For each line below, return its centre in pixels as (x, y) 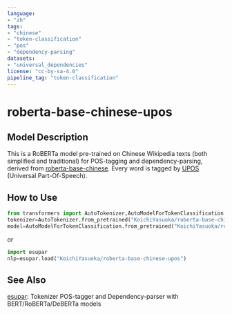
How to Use (32, 197)
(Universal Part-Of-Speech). (47, 176)
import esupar (28, 252)
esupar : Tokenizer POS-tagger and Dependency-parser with (93, 297)
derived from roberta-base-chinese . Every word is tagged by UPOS (103, 168)
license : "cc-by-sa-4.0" (43, 71)
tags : (15, 26)
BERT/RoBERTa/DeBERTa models (54, 304)
